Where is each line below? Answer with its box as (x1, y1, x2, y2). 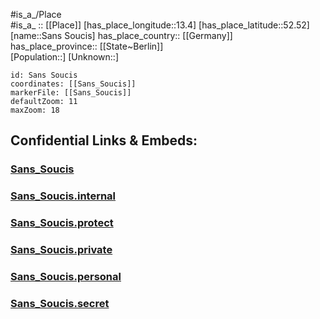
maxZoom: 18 (10, 105, 60, 115)
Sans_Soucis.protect (10, 216, 114, 230)
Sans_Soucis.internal (10, 189, 117, 203)
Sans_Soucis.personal (10, 270, 122, 283)
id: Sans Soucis (10, 70, 78, 80)
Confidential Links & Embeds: (10, 132, 198, 149)
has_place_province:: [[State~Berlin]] (10, 40, 164, 52)
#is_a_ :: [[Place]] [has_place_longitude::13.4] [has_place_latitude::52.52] (10, 19, 310, 31)
